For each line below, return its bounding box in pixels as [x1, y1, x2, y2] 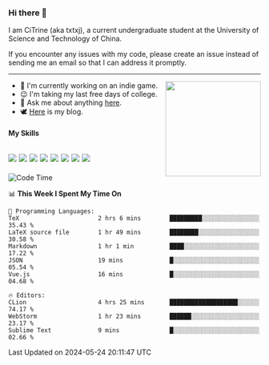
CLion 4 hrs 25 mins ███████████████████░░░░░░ [8, 298, 260, 307]
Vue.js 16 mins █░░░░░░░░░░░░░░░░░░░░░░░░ [8, 270, 260, 279]
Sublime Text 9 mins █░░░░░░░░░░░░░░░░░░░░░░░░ [8, 326, 260, 335]
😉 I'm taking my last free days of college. [19, 90, 158, 99]
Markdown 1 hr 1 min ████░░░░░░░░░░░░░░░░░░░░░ [8, 242, 260, 251]
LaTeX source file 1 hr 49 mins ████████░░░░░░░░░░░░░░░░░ [8, 228, 260, 236]
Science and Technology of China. [8, 34, 122, 43]
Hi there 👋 [8, 7, 48, 18]
